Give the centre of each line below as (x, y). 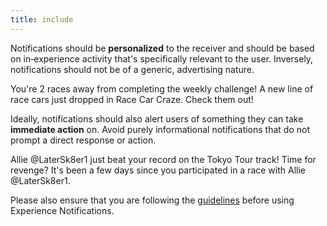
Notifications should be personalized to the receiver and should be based (162, 48)
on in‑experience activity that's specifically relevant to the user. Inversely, (162, 58)
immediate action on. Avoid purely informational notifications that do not (160, 129)
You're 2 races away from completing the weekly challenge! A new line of (162, 88)
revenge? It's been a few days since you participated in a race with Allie (158, 170)
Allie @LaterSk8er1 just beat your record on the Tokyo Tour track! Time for (163, 159)
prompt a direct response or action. (83, 140)
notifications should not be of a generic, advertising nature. (132, 69)
